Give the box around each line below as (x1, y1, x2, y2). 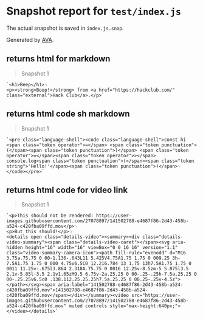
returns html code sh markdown (6, 109, 130, 119)
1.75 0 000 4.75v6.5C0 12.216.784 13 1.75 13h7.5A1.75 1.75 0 (30, 260, 191, 267)
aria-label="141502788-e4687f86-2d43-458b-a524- (58, 282, 184, 288)
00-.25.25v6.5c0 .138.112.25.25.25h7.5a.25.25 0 (6, 276, 132, 283)
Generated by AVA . (6, 36, 54, 43)
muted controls (69, 303, 108, 309)
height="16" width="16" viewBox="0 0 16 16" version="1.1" (25, 245, 178, 251)
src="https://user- (131, 293, 181, 299)
